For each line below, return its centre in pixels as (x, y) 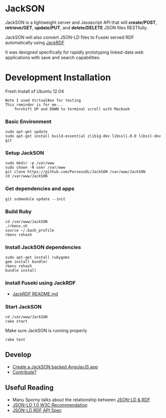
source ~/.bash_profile (30, 231)
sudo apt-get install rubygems (38, 258)
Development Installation (58, 78)
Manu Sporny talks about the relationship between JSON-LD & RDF (81, 400)
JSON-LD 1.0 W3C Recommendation (50, 405)
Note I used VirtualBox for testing (43, 100)
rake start (16, 321)
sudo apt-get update (27, 132)
